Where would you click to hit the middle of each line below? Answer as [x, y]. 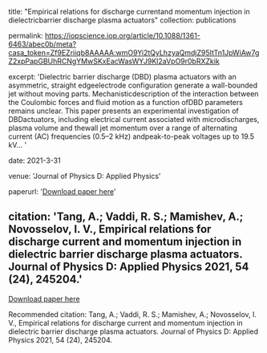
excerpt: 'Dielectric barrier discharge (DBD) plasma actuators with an [122, 77]
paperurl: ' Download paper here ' [62, 191]
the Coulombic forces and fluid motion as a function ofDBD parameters [125, 102]
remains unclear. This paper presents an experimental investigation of [123, 111]
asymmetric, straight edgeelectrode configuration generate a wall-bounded [133, 85]
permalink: [26, 36]
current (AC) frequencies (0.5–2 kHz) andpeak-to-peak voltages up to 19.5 [131, 136]
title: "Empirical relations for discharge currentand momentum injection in [129, 12]
